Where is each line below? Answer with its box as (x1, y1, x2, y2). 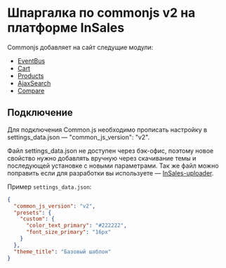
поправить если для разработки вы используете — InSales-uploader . (7, 168, 214, 177)
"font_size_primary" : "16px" (25, 229, 112, 236)
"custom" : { (20, 215, 55, 222)
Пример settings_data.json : (7, 182, 92, 191)
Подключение (7, 107, 74, 119)
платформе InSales (7, 20, 125, 36)
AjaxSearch (17, 79, 51, 87)
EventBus (17, 56, 46, 65)
